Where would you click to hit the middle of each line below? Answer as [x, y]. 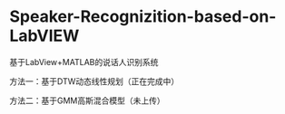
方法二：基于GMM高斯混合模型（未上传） [87, 100]
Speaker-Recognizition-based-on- [143, 17]
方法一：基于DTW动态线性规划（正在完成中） [94, 81]
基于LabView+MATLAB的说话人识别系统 [84, 62]
